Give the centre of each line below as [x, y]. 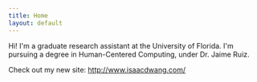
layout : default [35, 23]
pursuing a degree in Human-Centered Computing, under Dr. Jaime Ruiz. [129, 54]
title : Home [28, 16]
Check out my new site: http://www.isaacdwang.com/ [97, 69]
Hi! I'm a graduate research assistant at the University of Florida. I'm [121, 45]
